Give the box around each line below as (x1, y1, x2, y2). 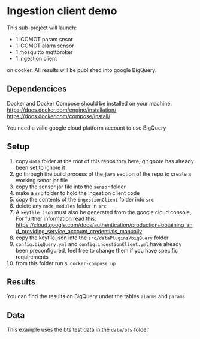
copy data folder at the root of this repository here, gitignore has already (15, 157, 194, 164)
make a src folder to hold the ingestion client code (15, 189, 140, 196)
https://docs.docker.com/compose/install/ (7, 112, 111, 119)
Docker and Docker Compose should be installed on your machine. (7, 100, 172, 107)
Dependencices (7, 84, 67, 94)
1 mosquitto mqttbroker (15, 48, 73, 55)
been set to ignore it (15, 164, 65, 171)
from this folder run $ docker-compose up (15, 259, 116, 266)
